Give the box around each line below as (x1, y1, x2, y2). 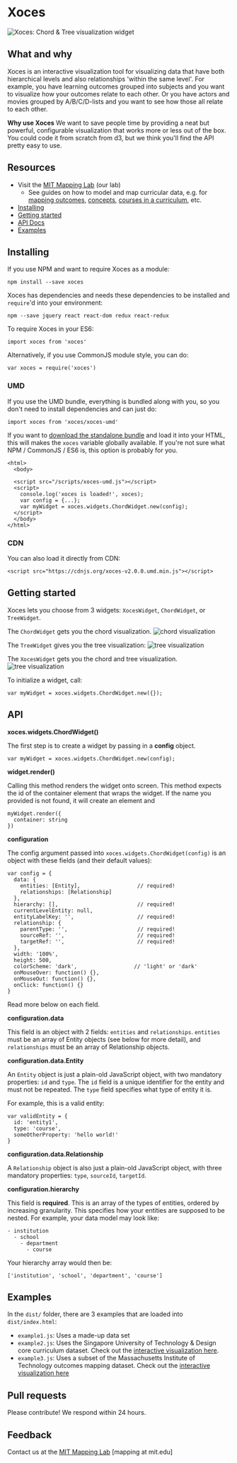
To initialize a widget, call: (7, 676, 83, 684)
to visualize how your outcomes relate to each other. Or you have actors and (7, 89, 230, 98)
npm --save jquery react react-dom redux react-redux (7, 313, 170, 320)
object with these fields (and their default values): (7, 856, 152, 865)
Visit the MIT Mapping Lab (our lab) (17, 180, 122, 189)
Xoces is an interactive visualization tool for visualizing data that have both (7, 67, 225, 75)
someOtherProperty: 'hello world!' (13, 1131, 119, 1138)
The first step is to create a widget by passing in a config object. (7, 741, 196, 750)
